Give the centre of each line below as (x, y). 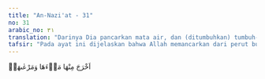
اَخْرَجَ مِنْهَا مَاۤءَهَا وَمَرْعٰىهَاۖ (50, 66)
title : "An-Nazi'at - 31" (50, 15)
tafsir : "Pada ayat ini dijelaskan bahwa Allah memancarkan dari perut (128, 45)
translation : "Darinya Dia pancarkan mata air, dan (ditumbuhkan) (119, 37)
